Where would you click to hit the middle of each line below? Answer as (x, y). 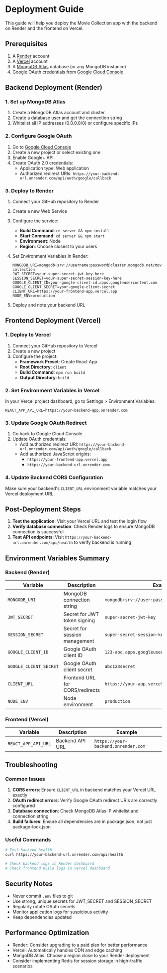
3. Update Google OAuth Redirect (46, 423)
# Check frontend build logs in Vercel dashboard (58, 868)
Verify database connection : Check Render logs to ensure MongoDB (83, 526)
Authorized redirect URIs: (46, 173)
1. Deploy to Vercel (28, 335)
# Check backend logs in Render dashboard (50, 864)
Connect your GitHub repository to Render (56, 202)
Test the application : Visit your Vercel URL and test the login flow (80, 521)
